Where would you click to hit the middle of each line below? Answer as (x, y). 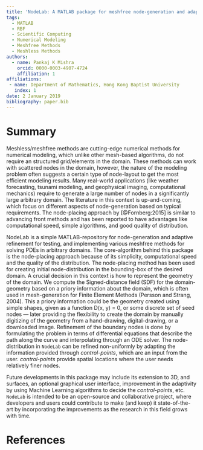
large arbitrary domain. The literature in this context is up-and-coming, (94, 199)
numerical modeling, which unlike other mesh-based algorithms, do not (95, 155)
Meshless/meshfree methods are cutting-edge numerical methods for (93, 148)
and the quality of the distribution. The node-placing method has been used (101, 263)
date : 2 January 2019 (34, 96)
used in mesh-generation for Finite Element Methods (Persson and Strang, (99, 295)
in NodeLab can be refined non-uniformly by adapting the (106, 346)
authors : (17, 57)
